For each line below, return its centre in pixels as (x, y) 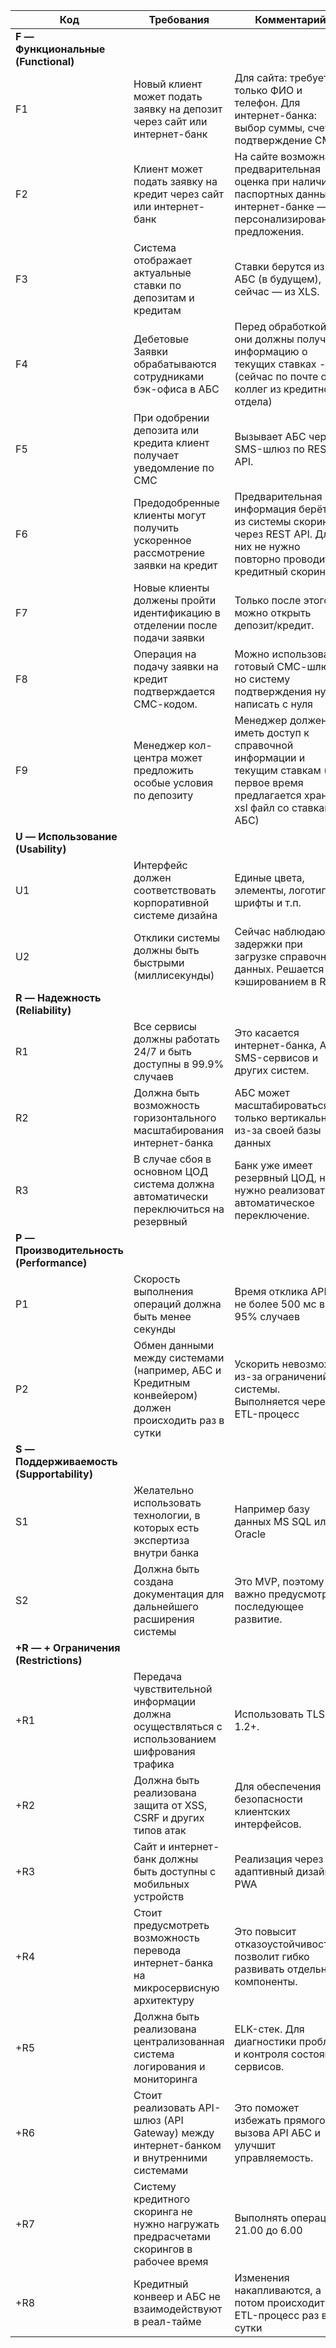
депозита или (166, 430)
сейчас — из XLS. (277, 291)
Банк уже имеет (273, 1165)
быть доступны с (175, 1871)
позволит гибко (272, 1956)
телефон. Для (267, 102)
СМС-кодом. (165, 704)
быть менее (162, 1316)
